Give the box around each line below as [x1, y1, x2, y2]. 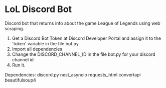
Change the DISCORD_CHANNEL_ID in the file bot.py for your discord [12, 51, 156, 57]
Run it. [12, 62, 26, 68]
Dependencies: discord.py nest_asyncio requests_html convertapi [5, 71, 141, 77]
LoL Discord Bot [5, 4, 72, 15]
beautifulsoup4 [5, 77, 36, 83]
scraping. [5, 25, 25, 31]
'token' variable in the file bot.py [12, 40, 79, 46]
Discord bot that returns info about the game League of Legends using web [5, 20, 161, 26]
